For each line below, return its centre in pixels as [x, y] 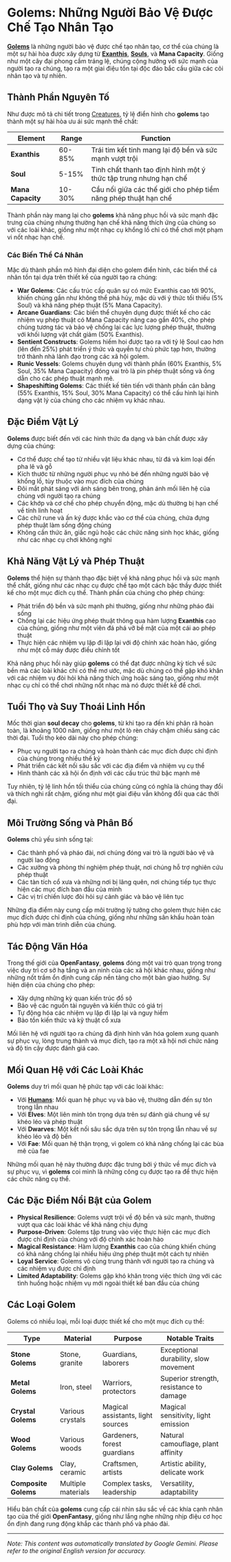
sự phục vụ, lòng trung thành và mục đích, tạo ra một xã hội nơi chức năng [113, 1041]
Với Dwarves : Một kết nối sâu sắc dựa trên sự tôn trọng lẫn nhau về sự [117, 1129]
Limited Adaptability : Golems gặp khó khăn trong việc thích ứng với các [119, 1275]
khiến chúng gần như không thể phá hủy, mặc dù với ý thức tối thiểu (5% [120, 298]
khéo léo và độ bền [44, 1136]
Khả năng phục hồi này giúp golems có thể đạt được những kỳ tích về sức [112, 663]
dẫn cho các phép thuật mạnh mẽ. [66, 378]
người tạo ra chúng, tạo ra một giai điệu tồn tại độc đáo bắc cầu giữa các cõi [115, 68]
